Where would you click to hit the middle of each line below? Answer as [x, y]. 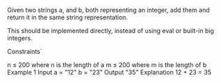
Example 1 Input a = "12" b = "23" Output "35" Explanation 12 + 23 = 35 [109, 72]
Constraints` [25, 52]
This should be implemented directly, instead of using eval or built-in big [110, 31]
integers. [20, 38]
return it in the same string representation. [68, 17]
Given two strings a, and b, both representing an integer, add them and [108, 10]
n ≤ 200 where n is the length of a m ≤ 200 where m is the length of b [107, 65]
